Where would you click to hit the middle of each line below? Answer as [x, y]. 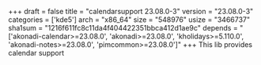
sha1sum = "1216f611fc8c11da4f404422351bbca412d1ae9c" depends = [123, 28]
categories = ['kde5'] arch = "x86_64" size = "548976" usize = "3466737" [129, 20]
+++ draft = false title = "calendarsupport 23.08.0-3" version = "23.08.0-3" [131, 11]
